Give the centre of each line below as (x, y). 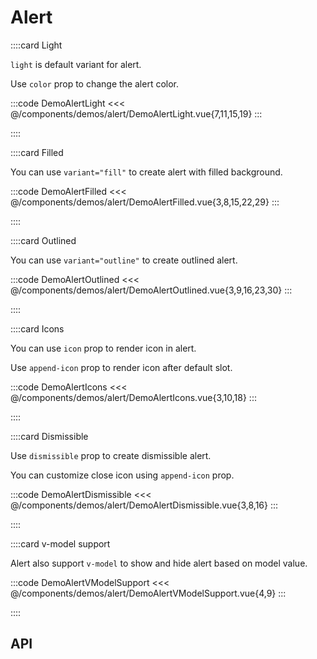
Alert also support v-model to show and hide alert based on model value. (159, 563)
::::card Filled (37, 152)
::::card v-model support (60, 543)
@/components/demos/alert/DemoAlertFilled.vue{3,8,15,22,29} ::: (145, 202)
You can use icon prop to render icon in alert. (103, 348)
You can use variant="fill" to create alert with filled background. (146, 172)
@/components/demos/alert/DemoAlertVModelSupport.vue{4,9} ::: (148, 593)
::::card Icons (37, 328)
